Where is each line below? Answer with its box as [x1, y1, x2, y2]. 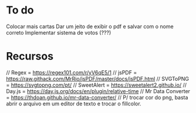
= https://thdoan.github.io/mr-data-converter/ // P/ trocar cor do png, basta [6, 94, 188, 101]
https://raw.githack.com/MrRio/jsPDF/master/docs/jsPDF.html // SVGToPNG [6, 75, 190, 82]
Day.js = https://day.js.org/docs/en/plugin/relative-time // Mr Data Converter [6, 87, 191, 94]
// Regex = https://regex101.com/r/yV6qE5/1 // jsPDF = [6, 69, 137, 76]
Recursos [6, 50, 54, 63]
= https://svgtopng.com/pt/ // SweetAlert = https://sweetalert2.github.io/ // [6, 81, 187, 88]
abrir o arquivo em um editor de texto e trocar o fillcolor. [6, 100, 142, 107]
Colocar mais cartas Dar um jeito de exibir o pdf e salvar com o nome [6, 23, 174, 30]
